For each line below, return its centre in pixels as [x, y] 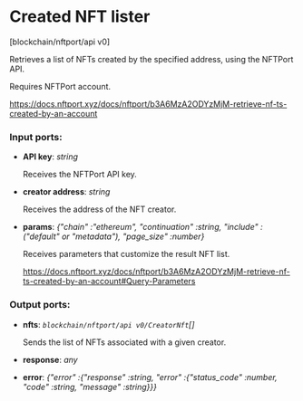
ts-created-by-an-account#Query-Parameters [109, 282]
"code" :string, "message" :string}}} [89, 387]
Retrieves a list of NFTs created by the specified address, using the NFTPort [151, 59]
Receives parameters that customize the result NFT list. [126, 254]
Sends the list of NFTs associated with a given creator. [124, 342]
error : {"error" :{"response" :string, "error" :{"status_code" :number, [150, 377]
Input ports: [36, 137]
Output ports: [40, 305]
